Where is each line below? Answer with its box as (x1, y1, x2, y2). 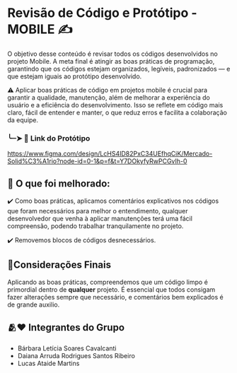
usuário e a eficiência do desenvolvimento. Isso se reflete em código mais (7, 100, 224, 109)
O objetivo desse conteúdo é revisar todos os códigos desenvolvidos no (7, 49, 218, 58)
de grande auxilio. (7, 300, 60, 309)
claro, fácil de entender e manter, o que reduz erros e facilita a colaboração (7, 108, 228, 117)
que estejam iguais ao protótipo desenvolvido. (7, 72, 142, 81)
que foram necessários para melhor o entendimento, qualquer (7, 207, 189, 215)
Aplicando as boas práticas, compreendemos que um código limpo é (7, 278, 209, 286)
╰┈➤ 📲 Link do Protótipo (7, 133, 91, 143)
